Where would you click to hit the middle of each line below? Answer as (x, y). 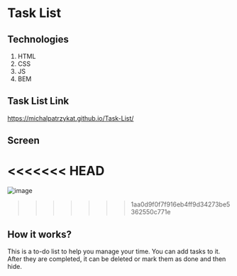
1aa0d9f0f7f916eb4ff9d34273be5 (181, 204)
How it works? (40, 234)
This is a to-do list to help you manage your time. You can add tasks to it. (114, 251)
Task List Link (38, 101)
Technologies (38, 39)
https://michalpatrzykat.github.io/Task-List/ (71, 118)
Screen (24, 141)
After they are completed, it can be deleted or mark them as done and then (117, 259)
